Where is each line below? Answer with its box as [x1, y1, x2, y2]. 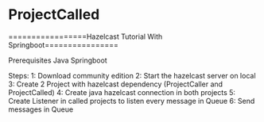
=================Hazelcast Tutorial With [8, 32, 163, 41]
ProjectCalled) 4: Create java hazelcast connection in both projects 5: [8, 87, 236, 97]
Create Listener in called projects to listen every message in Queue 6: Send [8, 96, 255, 105]
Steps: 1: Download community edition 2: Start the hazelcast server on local [8, 71, 256, 80]
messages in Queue [8, 105, 74, 114]
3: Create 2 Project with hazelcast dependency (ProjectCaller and [8, 79, 223, 89]
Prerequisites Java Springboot [8, 55, 107, 65]
